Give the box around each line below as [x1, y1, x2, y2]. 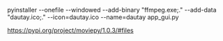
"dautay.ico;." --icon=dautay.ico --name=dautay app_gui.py [7, 13, 179, 21]
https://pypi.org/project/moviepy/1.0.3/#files [7, 27, 134, 34]
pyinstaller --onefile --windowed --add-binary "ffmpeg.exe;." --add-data [7, 6, 217, 14]
